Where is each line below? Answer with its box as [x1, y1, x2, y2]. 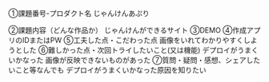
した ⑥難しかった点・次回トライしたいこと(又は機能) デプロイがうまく [22, 45, 259, 55]
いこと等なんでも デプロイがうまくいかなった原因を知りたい [8, 65, 207, 75]
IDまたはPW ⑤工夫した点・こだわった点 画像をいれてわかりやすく [22, 36, 244, 45]
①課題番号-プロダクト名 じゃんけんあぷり [8, 9, 150, 18]
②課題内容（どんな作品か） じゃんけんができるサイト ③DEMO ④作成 [8, 25, 247, 35]
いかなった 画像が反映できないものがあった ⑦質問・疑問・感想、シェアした [8, 56, 261, 64]
